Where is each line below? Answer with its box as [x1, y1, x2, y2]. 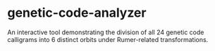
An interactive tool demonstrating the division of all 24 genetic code [7, 28, 204, 36]
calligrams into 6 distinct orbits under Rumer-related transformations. [7, 35, 209, 43]
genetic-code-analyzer [7, 5, 147, 21]
